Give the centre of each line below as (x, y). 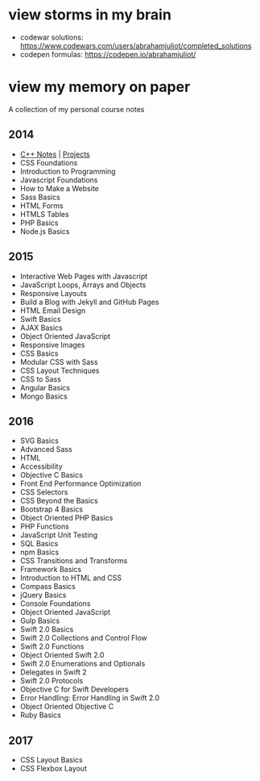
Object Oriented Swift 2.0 (62, 655)
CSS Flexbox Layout (53, 769)
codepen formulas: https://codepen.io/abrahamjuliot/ (108, 54)
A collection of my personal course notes (76, 109)
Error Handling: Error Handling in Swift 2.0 (89, 698)
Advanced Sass (46, 449)
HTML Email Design (53, 310)
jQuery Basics (43, 595)
